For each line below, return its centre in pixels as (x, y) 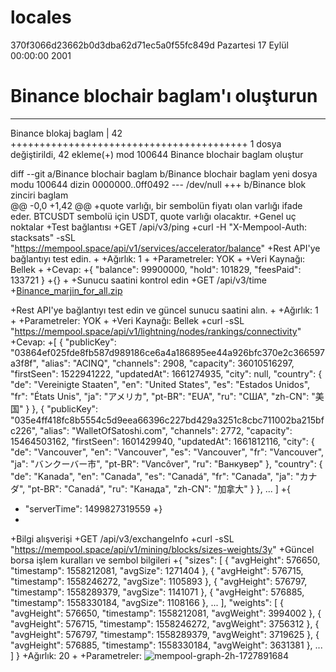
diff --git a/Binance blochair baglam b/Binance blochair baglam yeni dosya (164, 173)
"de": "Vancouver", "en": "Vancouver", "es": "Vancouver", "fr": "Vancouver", (167, 452)
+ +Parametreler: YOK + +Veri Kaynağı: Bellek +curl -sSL (127, 320)
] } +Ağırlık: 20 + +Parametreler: (76, 655)
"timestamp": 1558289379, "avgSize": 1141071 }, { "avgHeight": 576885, (157, 592)
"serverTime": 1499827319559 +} (93, 508)
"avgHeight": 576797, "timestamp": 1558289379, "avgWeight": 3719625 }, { (165, 634)
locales (41, 17)
